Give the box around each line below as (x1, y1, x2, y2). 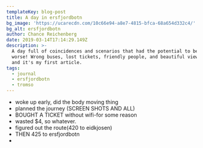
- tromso (11, 82, 34, 88)
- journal (11, 71, 36, 77)
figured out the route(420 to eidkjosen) (14, 124, 113, 131)
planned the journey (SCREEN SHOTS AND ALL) (14, 105, 135, 112)
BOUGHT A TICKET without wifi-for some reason (14, 111, 137, 118)
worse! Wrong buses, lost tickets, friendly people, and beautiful (11, 54, 185, 60)
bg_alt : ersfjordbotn (6, 25, 61, 32)
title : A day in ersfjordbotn (6, 14, 83, 21)
